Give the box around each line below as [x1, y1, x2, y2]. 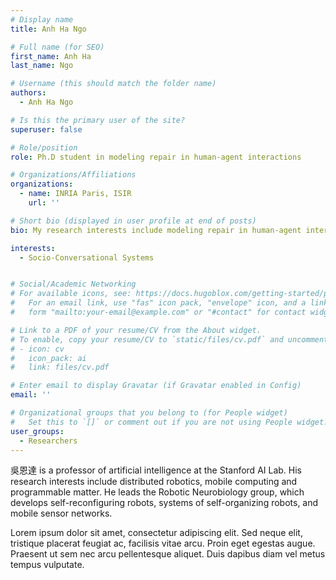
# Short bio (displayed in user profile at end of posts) [10, 216, 257, 226]
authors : [10, 88, 47, 98]
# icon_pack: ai [10, 353, 87, 363]
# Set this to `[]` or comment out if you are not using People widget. [10, 417, 329, 427]
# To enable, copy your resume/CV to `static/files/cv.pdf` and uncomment [10, 334, 329, 345]
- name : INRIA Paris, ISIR [19, 189, 132, 199]
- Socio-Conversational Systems [19, 252, 155, 263]
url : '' [28, 198, 60, 208]
